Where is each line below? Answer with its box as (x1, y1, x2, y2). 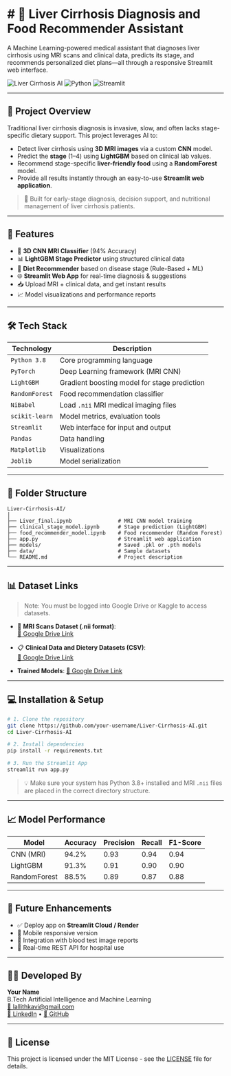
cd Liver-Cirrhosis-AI (7, 728, 72, 735)
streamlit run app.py (7, 766, 69, 773)
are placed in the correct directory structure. (23, 786, 151, 795)
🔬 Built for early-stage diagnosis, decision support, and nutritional (23, 195, 211, 203)
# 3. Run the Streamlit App (7, 760, 88, 767)
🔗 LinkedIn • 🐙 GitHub (7, 1010, 69, 1018)
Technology (12, 344, 52, 354)
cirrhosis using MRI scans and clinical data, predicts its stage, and (7, 51, 195, 59)
